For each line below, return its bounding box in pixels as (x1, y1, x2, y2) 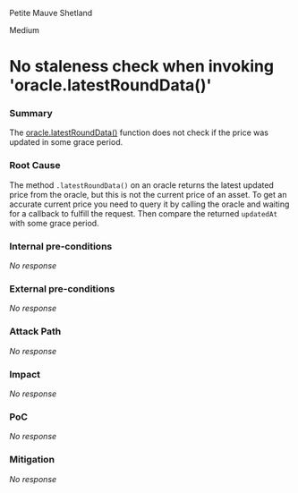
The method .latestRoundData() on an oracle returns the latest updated (9, 179, 275, 191)
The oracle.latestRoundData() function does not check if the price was (9, 127, 268, 138)
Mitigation (9, 454, 55, 466)
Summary (9, 107, 54, 120)
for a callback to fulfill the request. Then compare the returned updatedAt (9, 208, 278, 218)
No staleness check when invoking (9, 56, 275, 77)
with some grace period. (9, 217, 100, 228)
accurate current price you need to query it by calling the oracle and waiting (9, 199, 290, 209)
